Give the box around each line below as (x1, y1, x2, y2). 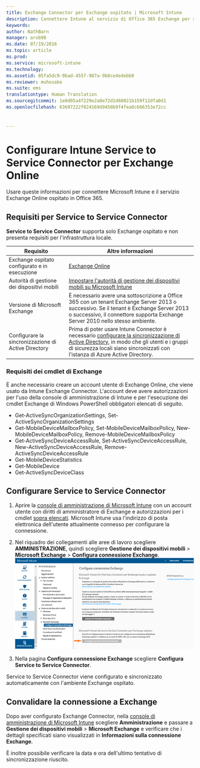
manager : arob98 (6, 35, 46, 41)
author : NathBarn (6, 29, 49, 35)
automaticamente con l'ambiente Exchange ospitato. (6, 680, 135, 687)
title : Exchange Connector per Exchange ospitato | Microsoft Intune (6, 10, 183, 16)
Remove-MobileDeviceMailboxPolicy (85, 431, 176, 438)
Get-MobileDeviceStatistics (14, 456, 82, 463)
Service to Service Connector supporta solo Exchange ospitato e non (6, 228, 179, 235)
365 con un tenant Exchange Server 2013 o (68, 298, 177, 305)
